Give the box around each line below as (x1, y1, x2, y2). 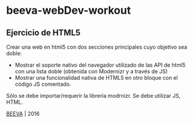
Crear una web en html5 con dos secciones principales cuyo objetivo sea (6, 43, 188, 50)
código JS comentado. (14, 80, 71, 88)
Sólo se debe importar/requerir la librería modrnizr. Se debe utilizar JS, (6, 92, 181, 99)
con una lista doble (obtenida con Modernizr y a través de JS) (14, 68, 168, 75)
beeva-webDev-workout (6, 4, 131, 17)
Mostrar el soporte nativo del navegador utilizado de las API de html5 (14, 61, 186, 68)
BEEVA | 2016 (6, 110, 40, 117)
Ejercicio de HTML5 (6, 28, 81, 38)
